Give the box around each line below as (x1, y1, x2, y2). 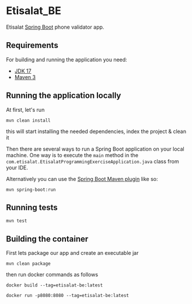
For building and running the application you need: (6, 56, 127, 63)
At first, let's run (6, 106, 45, 113)
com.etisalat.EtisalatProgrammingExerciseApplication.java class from (6, 158, 179, 165)
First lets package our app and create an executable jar (6, 250, 139, 257)
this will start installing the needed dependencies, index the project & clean (6, 128, 187, 135)
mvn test (6, 218, 27, 224)
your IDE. (6, 164, 28, 171)
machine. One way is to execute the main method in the (6, 151, 139, 159)
